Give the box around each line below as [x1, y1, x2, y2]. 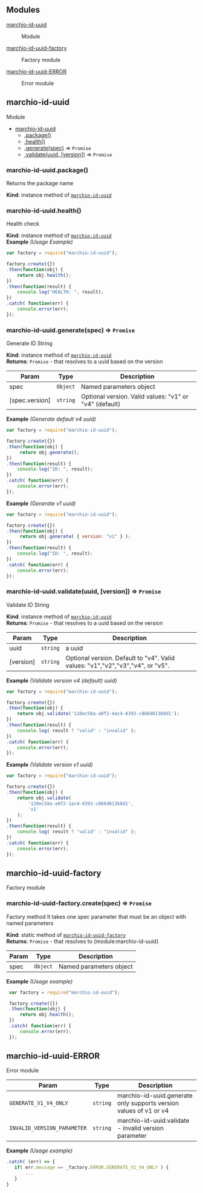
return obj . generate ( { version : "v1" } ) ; [19, 534, 131, 540]
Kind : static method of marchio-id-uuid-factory [6, 931, 126, 938]
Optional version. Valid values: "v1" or [81, 392, 189, 401]
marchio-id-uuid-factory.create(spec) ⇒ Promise [6, 899, 152, 908]
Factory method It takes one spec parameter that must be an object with [6, 913, 186, 920]
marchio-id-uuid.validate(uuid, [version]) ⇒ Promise [6, 587, 161, 596]
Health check [6, 220, 40, 228]
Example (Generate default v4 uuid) [6, 415, 97, 423]
